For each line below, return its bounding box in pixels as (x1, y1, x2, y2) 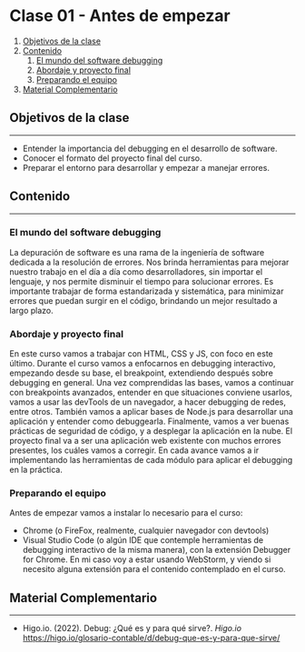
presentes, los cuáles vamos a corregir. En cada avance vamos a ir (9, 445, 260, 456)
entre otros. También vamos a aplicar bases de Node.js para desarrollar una (9, 406, 293, 417)
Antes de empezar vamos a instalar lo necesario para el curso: (9, 507, 243, 518)
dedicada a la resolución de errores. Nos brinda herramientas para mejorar (9, 256, 290, 267)
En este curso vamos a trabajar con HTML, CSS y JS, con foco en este (9, 348, 274, 359)
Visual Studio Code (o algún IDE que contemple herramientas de (22, 535, 264, 546)
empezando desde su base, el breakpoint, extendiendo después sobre (9, 367, 274, 378)
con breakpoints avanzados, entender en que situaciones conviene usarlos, (9, 387, 293, 398)
